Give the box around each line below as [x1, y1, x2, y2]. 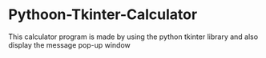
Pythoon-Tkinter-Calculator [8, 6, 198, 24]
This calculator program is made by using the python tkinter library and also [8, 32, 259, 41]
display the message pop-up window [8, 40, 131, 49]
